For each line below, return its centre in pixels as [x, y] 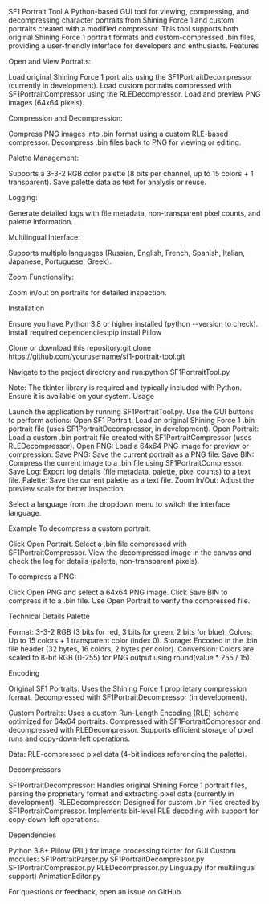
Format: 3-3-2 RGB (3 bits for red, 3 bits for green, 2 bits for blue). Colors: [130, 632]
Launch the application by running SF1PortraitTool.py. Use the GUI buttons [131, 412]
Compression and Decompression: [65, 118]
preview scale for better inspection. [67, 489]
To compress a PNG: [43, 577]
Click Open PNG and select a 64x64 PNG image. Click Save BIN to [118, 592]
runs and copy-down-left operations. [69, 738]
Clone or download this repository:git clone [80, 348]
